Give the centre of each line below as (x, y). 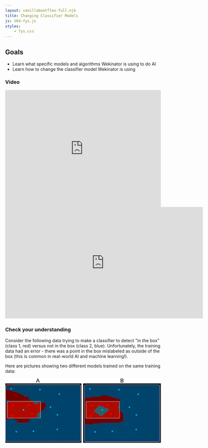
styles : (13, 26)
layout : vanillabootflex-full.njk (41, 10)
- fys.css (24, 31)
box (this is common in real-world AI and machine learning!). (67, 356)
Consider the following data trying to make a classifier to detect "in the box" (82, 340)
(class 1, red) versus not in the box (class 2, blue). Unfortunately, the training (83, 346)
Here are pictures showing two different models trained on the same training (83, 366)
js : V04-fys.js (21, 21)
